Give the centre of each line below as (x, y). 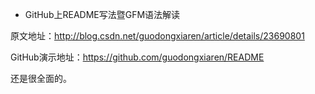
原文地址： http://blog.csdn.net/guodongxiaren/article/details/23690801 (157, 36)
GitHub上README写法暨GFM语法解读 (102, 14)
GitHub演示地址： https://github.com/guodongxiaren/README (137, 57)
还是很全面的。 (41, 78)
